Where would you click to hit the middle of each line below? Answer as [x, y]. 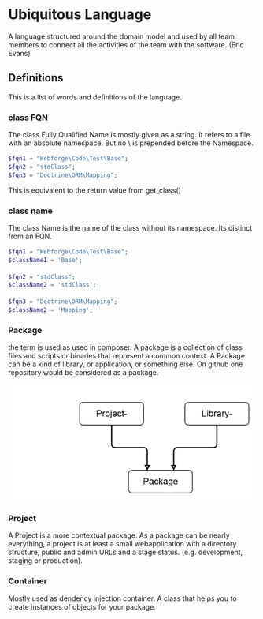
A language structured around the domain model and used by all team [121, 36]
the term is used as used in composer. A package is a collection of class [125, 347]
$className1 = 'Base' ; [45, 260]
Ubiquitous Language [80, 15]
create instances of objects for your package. [82, 606]
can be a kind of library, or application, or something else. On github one [126, 364]
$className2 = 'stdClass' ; [52, 285]
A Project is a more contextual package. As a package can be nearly [119, 535]
